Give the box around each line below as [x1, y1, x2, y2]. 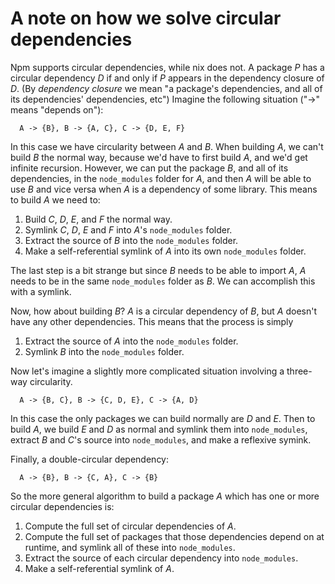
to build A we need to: [10, 193, 101, 206]
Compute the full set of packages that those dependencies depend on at [24, 530, 325, 542]
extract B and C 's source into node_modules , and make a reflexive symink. [10, 433, 312, 446]
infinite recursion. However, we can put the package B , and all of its [10, 162, 289, 174]
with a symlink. [10, 285, 72, 297]
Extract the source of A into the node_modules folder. [24, 335, 239, 347]
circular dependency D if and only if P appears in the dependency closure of [10, 72, 325, 84]
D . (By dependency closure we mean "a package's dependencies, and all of [10, 82, 323, 94]
